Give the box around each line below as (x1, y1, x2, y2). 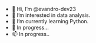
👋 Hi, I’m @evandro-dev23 (11, 6, 77, 12)
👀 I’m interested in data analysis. (11, 12, 91, 19)
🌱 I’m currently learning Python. (11, 18, 89, 24)
